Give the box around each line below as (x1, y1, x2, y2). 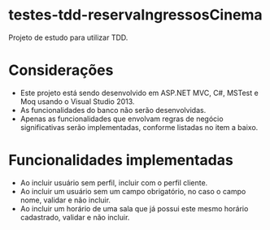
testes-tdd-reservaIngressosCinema (8, 6, 263, 24)
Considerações (8, 61, 114, 80)
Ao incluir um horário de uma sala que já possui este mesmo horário (20, 203, 249, 213)
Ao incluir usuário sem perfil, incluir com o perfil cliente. (20, 177, 208, 188)
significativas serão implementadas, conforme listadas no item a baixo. (20, 122, 259, 132)
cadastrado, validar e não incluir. (20, 212, 130, 222)
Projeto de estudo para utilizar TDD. (8, 33, 128, 42)
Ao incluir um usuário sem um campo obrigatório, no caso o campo (20, 186, 246, 196)
